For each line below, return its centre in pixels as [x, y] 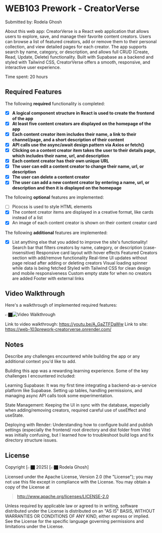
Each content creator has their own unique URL [60, 161]
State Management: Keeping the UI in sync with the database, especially [77, 405]
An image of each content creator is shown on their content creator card [84, 223]
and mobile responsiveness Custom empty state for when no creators [82, 273]
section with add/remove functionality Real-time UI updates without [79, 258]
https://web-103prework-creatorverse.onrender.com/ [58, 329]
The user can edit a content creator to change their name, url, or [78, 166]
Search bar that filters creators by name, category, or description [77, 247]
